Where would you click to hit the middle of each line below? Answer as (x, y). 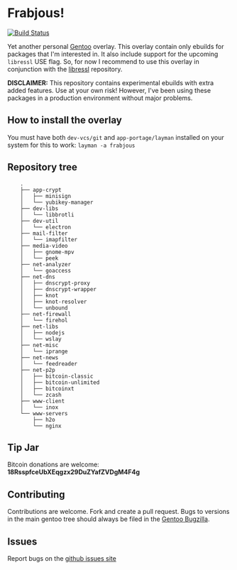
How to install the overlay (65, 120)
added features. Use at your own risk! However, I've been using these (109, 90)
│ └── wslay (41, 339)
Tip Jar (23, 448)
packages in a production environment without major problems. (100, 98)
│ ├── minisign (46, 196)
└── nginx (47, 426)
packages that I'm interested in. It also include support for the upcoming (113, 54)
